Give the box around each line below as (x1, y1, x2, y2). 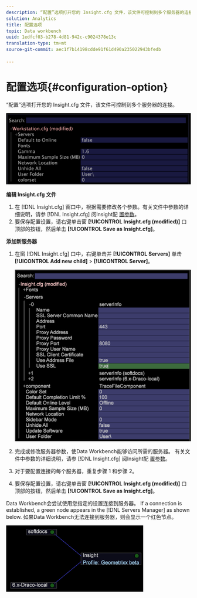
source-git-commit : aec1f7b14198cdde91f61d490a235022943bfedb (6, 47, 161, 53)
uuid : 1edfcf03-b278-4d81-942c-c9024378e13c (6, 34, 117, 40)
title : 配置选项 (6, 22, 42, 28)
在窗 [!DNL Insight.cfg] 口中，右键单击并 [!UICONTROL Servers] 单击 (14, 250, 182, 257)
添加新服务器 (6, 238, 37, 245)
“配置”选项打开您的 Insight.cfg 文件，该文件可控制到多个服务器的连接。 (6, 101, 178, 108)
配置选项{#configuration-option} (6, 80, 168, 94)
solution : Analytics (6, 15, 57, 22)
